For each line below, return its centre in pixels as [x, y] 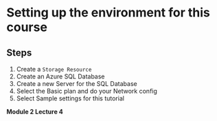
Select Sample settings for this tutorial [70, 98]
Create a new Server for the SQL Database [77, 84]
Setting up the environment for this [108, 13]
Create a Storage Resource [54, 69]
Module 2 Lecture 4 [35, 112]
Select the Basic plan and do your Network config [87, 91]
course [27, 27]
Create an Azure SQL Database [60, 76]
